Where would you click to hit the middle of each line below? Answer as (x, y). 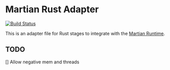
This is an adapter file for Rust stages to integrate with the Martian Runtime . (85, 33)
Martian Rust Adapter (52, 9)
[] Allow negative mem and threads (42, 62)
